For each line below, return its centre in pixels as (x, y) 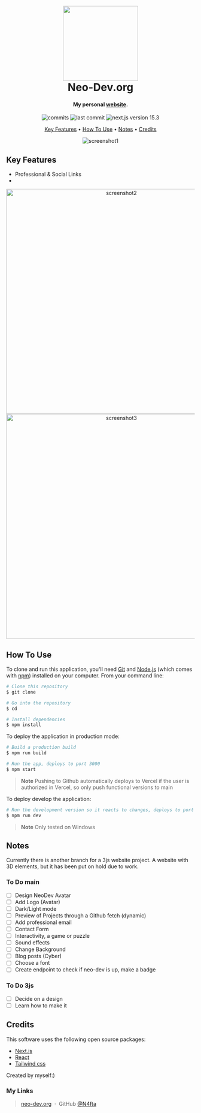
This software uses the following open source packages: (76, 1039)
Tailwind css (30, 1063)
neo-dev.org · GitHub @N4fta (59, 1103)
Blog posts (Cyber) (38, 956)
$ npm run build (26, 753)
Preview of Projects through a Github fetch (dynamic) (80, 915)
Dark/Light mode (36, 908)
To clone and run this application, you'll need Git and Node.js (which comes (99, 669)
